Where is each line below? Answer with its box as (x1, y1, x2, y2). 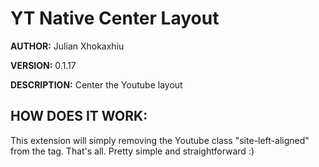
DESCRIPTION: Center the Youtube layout (10, 78, 183, 91)
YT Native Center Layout (10, 7, 220, 30)
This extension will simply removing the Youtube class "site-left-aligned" (10, 134, 310, 146)
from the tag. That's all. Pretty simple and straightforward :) (10, 145, 255, 157)
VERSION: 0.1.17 (10, 59, 77, 71)
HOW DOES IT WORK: (10, 108, 148, 125)
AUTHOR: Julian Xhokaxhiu (10, 40, 125, 52)
